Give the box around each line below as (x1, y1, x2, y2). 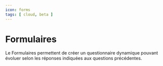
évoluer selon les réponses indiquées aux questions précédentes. (5, 55, 142, 61)
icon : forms (5, 7, 30, 12)
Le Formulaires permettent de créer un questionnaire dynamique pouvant (5, 50, 158, 56)
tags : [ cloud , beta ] (5, 12, 53, 17)
